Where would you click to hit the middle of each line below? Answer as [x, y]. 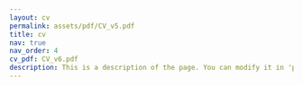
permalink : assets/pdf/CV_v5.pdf [72, 26]
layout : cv [30, 17]
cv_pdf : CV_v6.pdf [44, 59]
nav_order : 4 [34, 51]
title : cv [28, 34]
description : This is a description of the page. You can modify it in [147, 68]
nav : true [28, 43]
